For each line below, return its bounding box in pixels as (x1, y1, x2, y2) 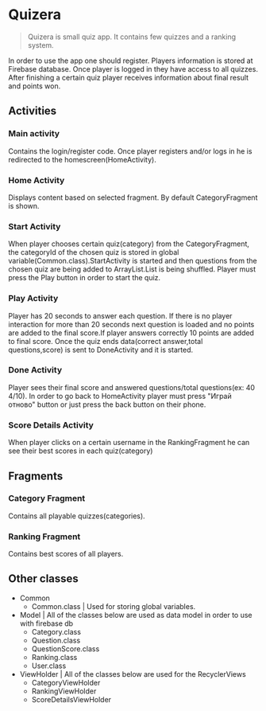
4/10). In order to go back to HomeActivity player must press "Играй (8, 391, 232, 400)
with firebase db (19, 619, 74, 628)
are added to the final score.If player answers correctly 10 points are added (8, 328, 254, 338)
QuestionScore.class (31, 643, 100, 654)
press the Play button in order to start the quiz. (8, 273, 161, 283)
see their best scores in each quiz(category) (8, 446, 153, 455)
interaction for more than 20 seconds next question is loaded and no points (8, 319, 255, 329)
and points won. (8, 81, 61, 91)
